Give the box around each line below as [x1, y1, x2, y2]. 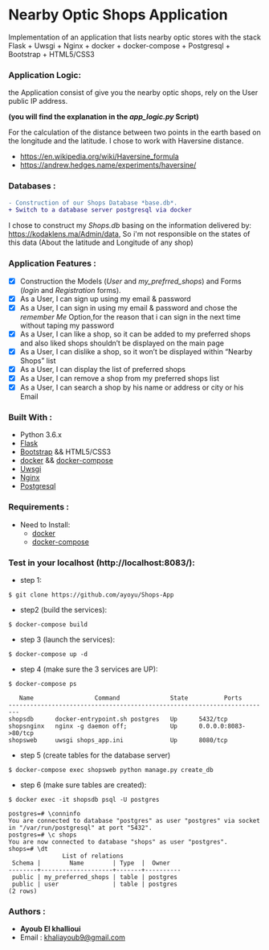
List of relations [62, 852, 124, 860]
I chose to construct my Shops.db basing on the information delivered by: [8, 221, 251, 230]
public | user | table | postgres [11, 880, 178, 888]
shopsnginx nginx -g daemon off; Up [8, 722, 178, 730]
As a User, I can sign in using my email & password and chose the [19, 303, 238, 312]
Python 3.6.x [19, 430, 63, 440]
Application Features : [8, 258, 96, 269]
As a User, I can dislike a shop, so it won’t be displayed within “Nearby [19, 346, 253, 356]
